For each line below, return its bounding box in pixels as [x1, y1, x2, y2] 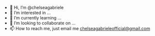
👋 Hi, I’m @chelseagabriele [9, 5, 64, 10]
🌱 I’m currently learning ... [9, 15, 62, 20]
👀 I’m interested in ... [9, 10, 51, 16]
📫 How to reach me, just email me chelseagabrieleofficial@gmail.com [9, 26, 151, 31]
